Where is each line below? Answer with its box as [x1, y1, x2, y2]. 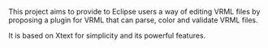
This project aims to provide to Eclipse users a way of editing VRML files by [8, 7, 261, 16]
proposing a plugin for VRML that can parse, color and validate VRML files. [8, 15, 258, 25]
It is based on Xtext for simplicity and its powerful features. [8, 31, 206, 40]
